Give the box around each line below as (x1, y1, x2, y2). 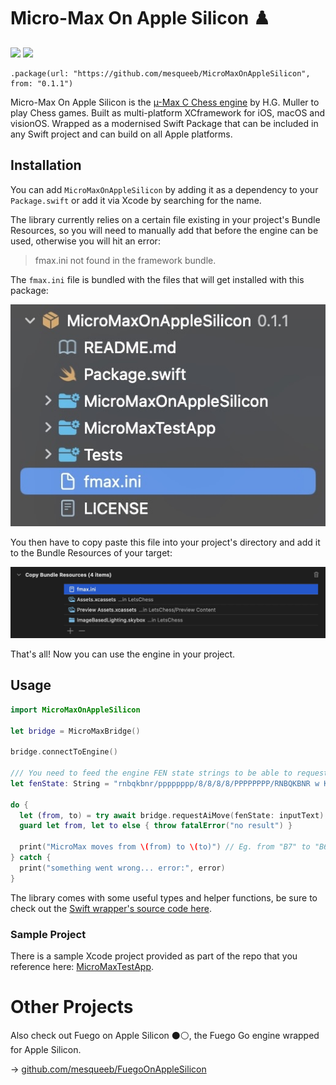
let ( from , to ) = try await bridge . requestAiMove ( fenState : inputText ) (19, 810, 325, 820)
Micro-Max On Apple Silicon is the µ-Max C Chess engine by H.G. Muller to (10, 96, 320, 108)
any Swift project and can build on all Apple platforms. (10, 128, 233, 140)
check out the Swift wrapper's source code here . (10, 902, 212, 914)
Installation (10, 157, 82, 174)
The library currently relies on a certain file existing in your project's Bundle (10, 213, 321, 225)
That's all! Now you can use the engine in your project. (10, 648, 236, 660)
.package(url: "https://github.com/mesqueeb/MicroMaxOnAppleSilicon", (10, 68, 311, 79)
